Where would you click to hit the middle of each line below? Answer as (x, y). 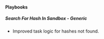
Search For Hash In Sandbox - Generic (46, 18)
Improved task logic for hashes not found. (56, 31)
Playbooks (17, 7)
